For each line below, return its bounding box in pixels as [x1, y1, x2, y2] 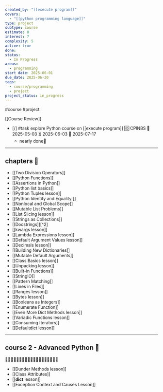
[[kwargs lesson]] [12, 227, 48, 233]
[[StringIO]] [12, 273, 35, 279]
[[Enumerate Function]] [12, 304, 59, 310]
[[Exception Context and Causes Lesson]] [12, 381, 96, 387]
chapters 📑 [5, 157, 39, 165]
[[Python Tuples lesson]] [12, 190, 62, 196]
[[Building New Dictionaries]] [12, 247, 70, 253]
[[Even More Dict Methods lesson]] [12, 310, 82, 316]
